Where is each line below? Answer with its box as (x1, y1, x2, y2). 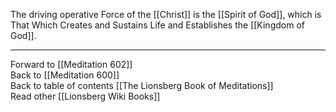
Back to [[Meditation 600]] (10, 69, 120, 81)
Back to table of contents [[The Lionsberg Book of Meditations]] (10, 80, 274, 91)
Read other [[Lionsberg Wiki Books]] (10, 90, 161, 102)
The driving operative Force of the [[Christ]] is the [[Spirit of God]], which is (10, 9, 322, 20)
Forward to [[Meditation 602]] (10, 59, 133, 70)
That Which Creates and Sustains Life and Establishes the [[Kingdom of (10, 19, 305, 31)
